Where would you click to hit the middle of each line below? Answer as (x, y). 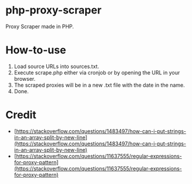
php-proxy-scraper (54, 10)
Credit (21, 115)
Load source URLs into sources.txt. (56, 66)
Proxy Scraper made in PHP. (40, 26)
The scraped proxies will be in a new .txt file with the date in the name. (100, 85)
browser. (25, 79)
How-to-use (36, 50)
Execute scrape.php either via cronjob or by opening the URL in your (97, 72)
